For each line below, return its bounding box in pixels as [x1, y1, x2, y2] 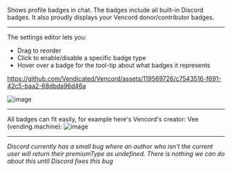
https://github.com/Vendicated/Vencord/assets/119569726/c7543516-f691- [7, 75, 222, 82]
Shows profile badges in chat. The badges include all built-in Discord [7, 6, 204, 14]
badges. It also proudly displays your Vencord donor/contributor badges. [7, 13, 215, 21]
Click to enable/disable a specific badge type [17, 54, 146, 61]
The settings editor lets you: [7, 33, 87, 41]
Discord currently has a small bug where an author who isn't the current [7, 142, 213, 151]
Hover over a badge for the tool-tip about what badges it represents [17, 61, 211, 69]
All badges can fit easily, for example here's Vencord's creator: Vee [7, 115, 199, 123]
